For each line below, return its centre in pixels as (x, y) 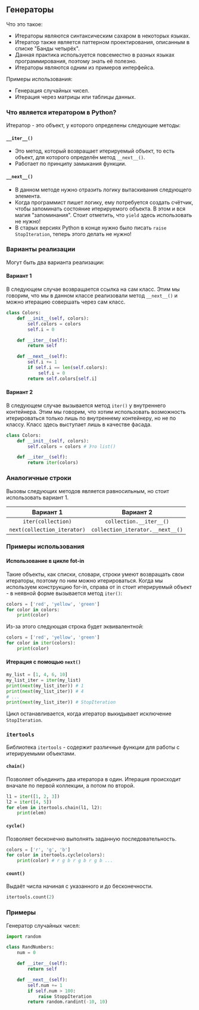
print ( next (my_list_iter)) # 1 (45, 686)
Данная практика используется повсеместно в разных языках (94, 55)
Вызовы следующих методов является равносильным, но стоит (88, 491)
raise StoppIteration (65, 996)
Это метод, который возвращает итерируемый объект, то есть (94, 151)
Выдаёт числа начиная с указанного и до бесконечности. (80, 886)
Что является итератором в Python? (61, 112)
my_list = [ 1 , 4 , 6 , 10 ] (37, 675)
